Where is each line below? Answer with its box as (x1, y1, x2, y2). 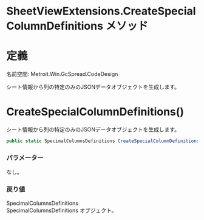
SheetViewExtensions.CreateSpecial (6, 4, 196, 18)
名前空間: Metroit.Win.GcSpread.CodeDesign (6, 70, 118, 78)
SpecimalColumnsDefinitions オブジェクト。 (6, 207, 117, 214)
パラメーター (6, 153, 44, 162)
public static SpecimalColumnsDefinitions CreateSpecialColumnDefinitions (6, 138, 200, 144)
